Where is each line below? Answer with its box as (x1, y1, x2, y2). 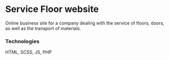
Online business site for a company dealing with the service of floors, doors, (5, 20, 164, 26)
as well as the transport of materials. (5, 25, 81, 31)
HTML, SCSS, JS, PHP (5, 49, 52, 55)
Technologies (5, 37, 39, 44)
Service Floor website (5, 3, 99, 15)
